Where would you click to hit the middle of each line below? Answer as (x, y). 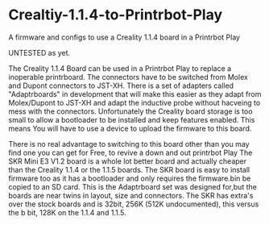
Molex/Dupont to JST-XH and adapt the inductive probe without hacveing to (134, 102)
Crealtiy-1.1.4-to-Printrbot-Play (116, 15)
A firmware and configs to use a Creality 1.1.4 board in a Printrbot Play (124, 37)
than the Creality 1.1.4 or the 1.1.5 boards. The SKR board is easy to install (129, 169)
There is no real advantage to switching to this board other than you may (129, 144)
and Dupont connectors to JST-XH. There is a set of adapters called (121, 85)
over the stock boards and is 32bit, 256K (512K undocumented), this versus (134, 204)
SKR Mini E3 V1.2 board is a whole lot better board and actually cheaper (128, 161)
